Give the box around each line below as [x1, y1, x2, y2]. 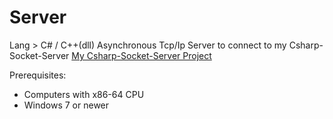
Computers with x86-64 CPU [23, 88, 145, 100]
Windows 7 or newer [23, 99, 110, 111]
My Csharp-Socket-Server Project [71, 49, 212, 61]
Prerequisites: [9, 69, 67, 81]
